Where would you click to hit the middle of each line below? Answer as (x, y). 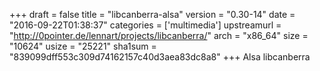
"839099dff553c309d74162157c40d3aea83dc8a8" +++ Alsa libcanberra (160, 57)
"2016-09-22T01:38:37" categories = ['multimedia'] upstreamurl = (145, 25)
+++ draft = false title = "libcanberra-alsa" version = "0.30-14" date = (152, 14)
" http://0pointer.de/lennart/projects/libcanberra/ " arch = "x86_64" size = (159, 35)
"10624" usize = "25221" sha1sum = (83, 46)
